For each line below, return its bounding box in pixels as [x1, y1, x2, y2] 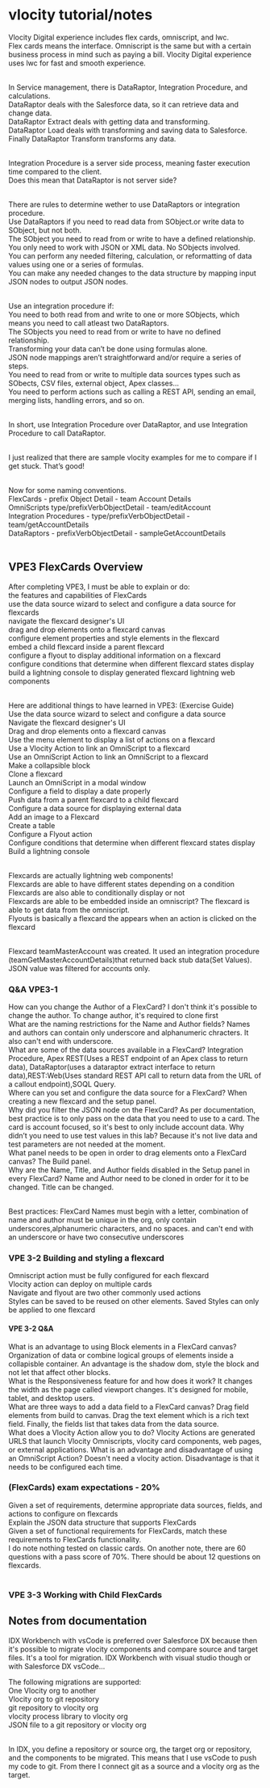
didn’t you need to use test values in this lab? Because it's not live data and [8, 1131, 258, 1141]
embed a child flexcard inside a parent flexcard [8, 642, 165, 651]
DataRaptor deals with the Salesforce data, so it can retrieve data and [8, 99, 239, 109]
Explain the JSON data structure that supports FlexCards [8, 1517, 197, 1527]
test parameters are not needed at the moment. [8, 1139, 166, 1149]
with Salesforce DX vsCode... [8, 1661, 106, 1671]
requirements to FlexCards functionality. [8, 1534, 142, 1544]
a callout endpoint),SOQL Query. [8, 1079, 117, 1089]
